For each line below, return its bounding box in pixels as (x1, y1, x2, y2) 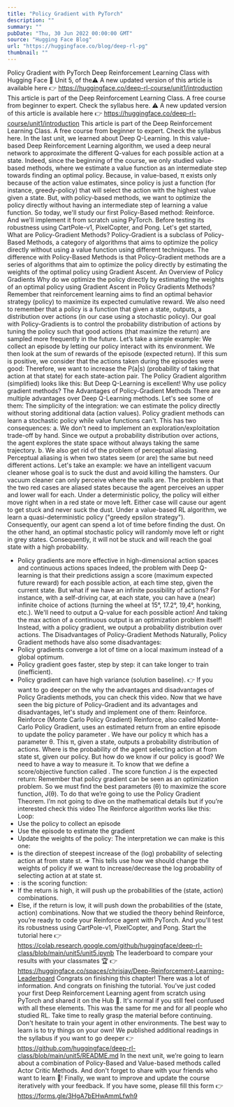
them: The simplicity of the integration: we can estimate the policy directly (7, 401, 221, 410)
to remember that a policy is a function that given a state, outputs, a (7, 305, 202, 313)
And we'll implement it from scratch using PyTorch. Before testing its (7, 215, 205, 224)
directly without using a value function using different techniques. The (7, 245, 210, 254)
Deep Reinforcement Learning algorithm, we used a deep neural (27, 141, 212, 150)
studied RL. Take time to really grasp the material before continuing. (17, 1011, 213, 1020)
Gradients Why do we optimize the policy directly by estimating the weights (7, 275, 225, 283)
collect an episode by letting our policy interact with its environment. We (7, 342, 215, 350)
